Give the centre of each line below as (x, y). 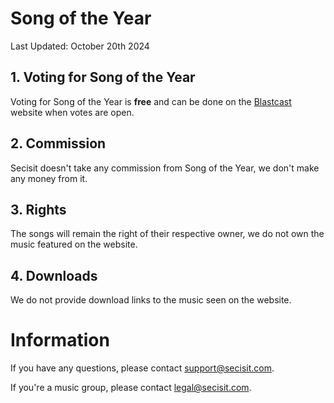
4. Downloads (54, 275)
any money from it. (49, 178)
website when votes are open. (72, 112)
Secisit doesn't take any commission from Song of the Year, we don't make (165, 168)
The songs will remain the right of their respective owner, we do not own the (167, 234)
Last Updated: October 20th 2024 (80, 46)
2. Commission (58, 143)
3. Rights (38, 209)
